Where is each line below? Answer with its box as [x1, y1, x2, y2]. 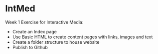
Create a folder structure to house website [12, 39, 100, 45]
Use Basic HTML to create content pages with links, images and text [12, 34, 153, 40]
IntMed [5, 3, 36, 14]
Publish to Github [12, 44, 48, 50]
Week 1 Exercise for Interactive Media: [5, 19, 84, 25]
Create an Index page [12, 28, 57, 34]
